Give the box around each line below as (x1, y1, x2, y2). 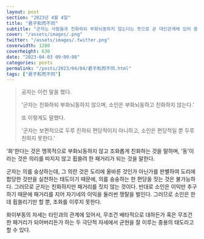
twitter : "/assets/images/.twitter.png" (6, 37, 110, 43)
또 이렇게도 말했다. (21, 114, 66, 121)
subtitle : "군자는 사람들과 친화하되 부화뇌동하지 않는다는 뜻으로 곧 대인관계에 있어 (6, 25, 191, 32)
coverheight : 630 (6, 49, 50, 55)
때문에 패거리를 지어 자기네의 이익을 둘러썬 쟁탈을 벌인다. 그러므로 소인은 (17, 190, 189, 198)
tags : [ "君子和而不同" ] (6, 71, 61, 77)
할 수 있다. (6, 226, 31, 234)
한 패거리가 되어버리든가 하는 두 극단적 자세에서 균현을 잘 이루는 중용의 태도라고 (6, 219, 194, 226)
